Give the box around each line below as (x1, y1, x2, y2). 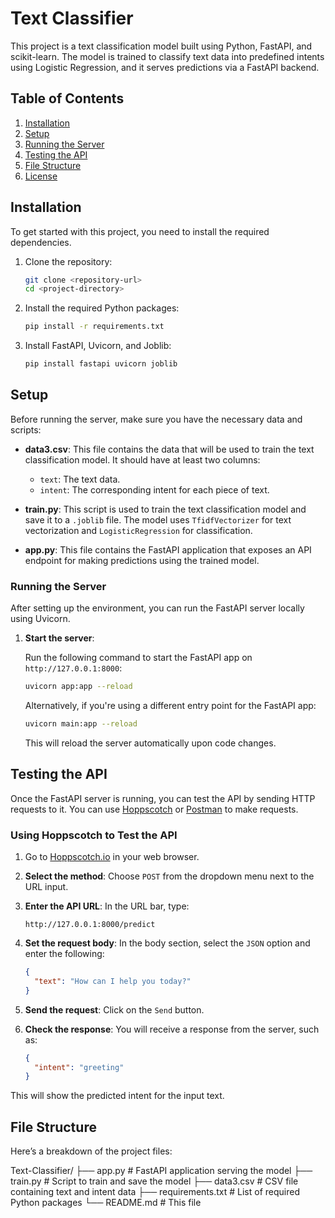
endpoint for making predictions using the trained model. (24, 554, 260, 566)
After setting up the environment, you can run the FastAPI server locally (10, 602, 305, 614)
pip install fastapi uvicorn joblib (24, 359, 178, 369)
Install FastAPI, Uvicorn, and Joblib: (24, 340, 172, 352)
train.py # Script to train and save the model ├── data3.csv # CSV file (10, 1175, 299, 1187)
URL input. (24, 881, 69, 893)
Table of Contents (10, 90, 125, 107)
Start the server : (24, 632, 95, 644)
